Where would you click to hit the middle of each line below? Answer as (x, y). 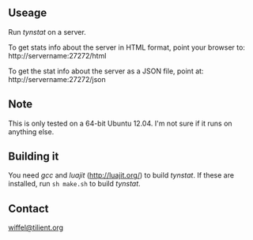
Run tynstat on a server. (47, 32)
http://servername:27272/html (57, 55)
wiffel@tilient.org (36, 227)
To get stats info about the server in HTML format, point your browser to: (126, 47)
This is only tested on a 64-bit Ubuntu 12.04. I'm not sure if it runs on (120, 123)
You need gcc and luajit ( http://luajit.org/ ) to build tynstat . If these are (121, 175)
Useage (28, 13)
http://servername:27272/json (57, 79)
